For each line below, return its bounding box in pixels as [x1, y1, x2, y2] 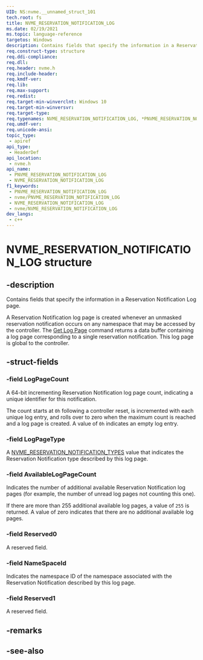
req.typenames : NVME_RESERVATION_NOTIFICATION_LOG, [6, 115, 139, 121]
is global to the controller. [6, 340, 69, 346]
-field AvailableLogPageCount [6, 470, 97, 478]
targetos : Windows [6, 37, 53, 43]
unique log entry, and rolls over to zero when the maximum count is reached [6, 413, 196, 421]
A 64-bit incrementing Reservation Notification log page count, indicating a [6, 389, 193, 396]
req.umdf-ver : [6, 121, 42, 128]
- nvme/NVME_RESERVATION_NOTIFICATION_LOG [8, 205, 118, 212]
